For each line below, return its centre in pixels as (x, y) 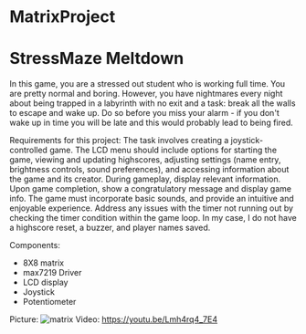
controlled (29, 150)
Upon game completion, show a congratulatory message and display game (151, 189)
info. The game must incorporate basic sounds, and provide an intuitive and (152, 199)
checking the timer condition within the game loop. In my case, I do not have (153, 218)
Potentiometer (49, 302)
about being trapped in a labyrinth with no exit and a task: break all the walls (153, 103)
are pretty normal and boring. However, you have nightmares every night (146, 94)
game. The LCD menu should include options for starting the (163, 150)
